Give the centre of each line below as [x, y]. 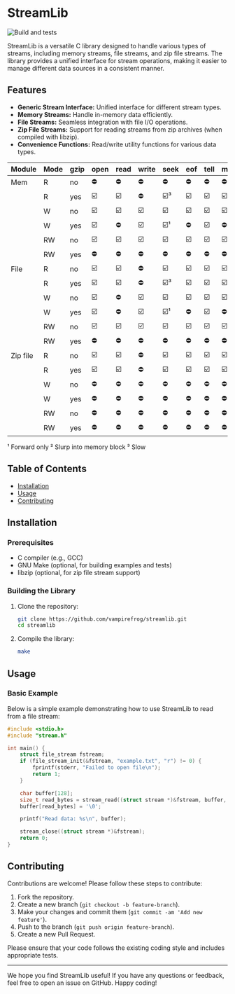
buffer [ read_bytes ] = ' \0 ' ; [60, 806]
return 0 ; [34, 838]
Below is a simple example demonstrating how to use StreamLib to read [110, 708]
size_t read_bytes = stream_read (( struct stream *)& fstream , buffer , [123, 800]
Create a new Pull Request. [56, 934]
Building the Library [41, 591]
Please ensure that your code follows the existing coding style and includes [116, 948]
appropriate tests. [33, 955]
